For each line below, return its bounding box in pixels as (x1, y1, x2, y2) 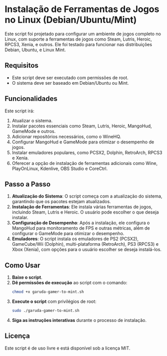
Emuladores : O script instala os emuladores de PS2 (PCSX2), (11, 236, 138, 242)
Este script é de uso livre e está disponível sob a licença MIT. (4, 345, 130, 351)
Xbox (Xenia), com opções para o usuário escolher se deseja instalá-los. (11, 247, 162, 253)
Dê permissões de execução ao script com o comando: (11, 280, 127, 286)
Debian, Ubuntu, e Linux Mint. (4, 47, 66, 53)
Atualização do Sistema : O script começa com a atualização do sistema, (11, 193, 162, 199)
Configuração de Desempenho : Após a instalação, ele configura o (11, 220, 150, 226)
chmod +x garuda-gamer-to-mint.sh (11, 289, 84, 294)
